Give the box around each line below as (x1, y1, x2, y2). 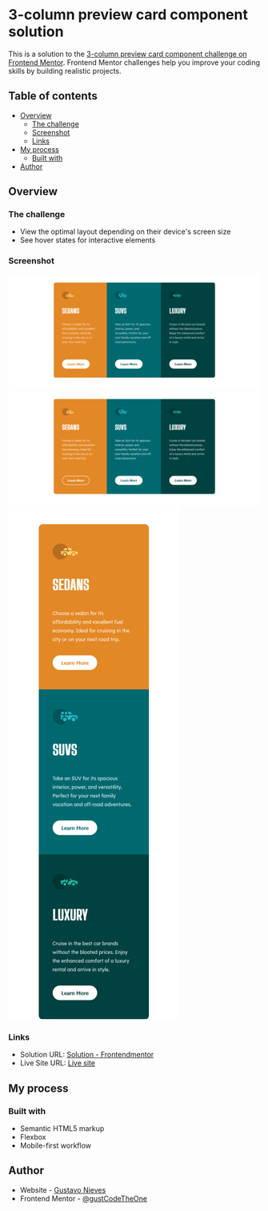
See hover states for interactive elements (19, 235, 156, 245)
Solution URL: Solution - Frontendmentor (19, 1050, 154, 1060)
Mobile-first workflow (19, 1141, 92, 1150)
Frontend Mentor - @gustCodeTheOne (19, 1193, 148, 1203)
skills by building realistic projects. (8, 66, 122, 75)
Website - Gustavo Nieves (19, 1185, 106, 1194)
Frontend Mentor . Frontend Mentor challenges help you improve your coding (8, 58, 261, 67)
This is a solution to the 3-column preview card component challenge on (8, 49, 248, 58)
